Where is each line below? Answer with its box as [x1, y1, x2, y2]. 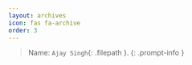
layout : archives [8, 11, 67, 20]
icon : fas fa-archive [8, 19, 81, 27]
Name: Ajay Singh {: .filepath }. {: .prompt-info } [27, 48, 185, 58]
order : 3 [8, 26, 38, 34]
